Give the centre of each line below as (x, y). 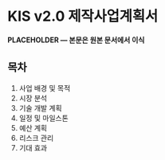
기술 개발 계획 (40, 107)
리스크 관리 (36, 138)
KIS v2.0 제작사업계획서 (83, 16)
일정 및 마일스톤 (43, 118)
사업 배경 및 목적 (45, 88)
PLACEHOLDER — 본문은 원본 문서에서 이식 (76, 40)
